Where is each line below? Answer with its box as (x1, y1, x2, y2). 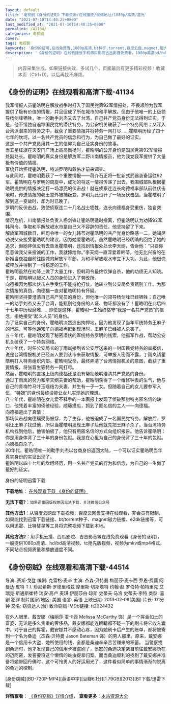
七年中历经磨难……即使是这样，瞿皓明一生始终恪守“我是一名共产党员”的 (9, 307, 160, 313)
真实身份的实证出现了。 (5, 453, 54, 460)
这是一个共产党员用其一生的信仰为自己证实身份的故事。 (5, 141, 121, 147)
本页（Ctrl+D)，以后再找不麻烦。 (17, 71, 87, 77)
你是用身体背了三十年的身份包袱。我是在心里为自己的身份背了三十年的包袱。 (5, 435, 166, 441)
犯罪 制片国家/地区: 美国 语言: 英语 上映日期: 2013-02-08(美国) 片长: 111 (11, 597, 160, 603)
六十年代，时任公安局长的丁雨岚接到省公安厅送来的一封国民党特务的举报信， (5, 345, 166, 351)
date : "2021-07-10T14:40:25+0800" (5, 17, 79, 22)
